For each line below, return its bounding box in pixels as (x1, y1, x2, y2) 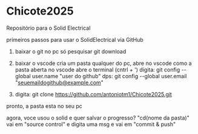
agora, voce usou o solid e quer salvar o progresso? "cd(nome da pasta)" (6, 114, 190, 121)
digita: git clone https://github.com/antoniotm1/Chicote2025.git (15, 90, 173, 98)
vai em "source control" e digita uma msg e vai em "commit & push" (6, 120, 176, 128)
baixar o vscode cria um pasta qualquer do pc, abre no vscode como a (15, 59, 192, 67)
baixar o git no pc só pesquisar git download (15, 47, 127, 55)
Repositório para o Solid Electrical (6, 24, 91, 32)
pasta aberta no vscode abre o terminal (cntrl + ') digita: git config (15, 65, 180, 73)
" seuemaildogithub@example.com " (15, 79, 104, 86)
